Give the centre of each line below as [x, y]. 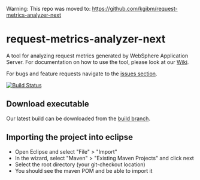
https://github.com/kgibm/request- [135, 9]
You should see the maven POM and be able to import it [84, 170]
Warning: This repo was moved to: [49, 9]
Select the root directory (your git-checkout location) [80, 164]
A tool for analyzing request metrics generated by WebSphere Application [97, 56]
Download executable [48, 104]
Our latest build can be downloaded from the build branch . [78, 118]
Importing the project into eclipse [70, 137]
